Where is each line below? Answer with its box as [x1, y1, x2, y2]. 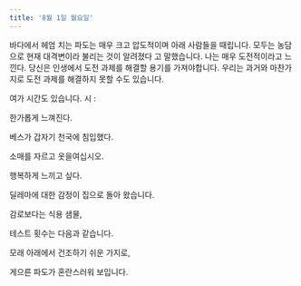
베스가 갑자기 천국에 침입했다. [9, 131, 114, 142]
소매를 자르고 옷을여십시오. [9, 151, 104, 162]
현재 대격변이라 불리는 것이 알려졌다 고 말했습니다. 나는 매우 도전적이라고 [25, 51, 283, 62]
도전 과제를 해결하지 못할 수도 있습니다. [25, 74, 165, 84]
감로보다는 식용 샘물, [9, 208, 83, 219]
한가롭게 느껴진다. [9, 112, 73, 123]
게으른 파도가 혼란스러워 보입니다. [9, 266, 129, 277]
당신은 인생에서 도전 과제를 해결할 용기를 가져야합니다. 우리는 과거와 [28, 62, 268, 73]
